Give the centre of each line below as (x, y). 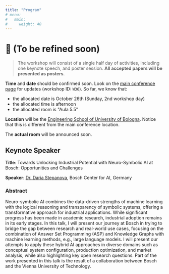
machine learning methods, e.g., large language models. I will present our (81, 239)
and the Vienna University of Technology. (48, 266)
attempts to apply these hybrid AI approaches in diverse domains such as (81, 245)
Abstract (16, 191)
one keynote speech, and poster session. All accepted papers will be (90, 68)
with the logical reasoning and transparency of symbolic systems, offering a (84, 207)
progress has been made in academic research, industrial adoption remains (84, 218)
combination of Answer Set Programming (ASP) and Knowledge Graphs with (85, 234)
